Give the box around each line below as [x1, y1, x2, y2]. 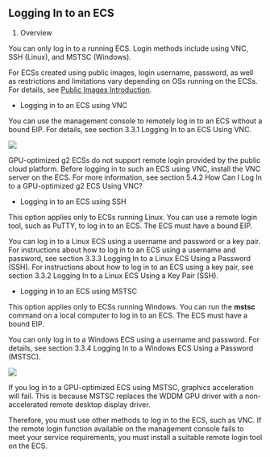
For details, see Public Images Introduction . [8, 85, 152, 94]
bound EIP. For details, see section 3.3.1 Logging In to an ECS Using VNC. [8, 124, 252, 134]
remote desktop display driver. [49, 399, 151, 409]
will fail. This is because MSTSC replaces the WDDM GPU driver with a [8, 391, 243, 401]
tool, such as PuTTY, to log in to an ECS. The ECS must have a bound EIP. [8, 221, 253, 231]
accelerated [8, 399, 48, 409]
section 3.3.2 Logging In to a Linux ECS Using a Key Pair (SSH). [8, 270, 219, 280]
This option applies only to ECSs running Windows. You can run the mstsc [8, 301, 255, 311]
